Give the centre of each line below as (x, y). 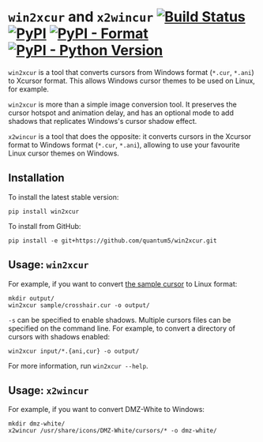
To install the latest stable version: (64, 197)
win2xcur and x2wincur (81, 17)
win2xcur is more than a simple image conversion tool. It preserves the (122, 104)
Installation (36, 178)
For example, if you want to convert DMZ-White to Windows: (107, 410)
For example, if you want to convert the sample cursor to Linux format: (123, 283)
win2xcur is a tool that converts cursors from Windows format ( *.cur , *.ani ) (131, 72)
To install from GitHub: (45, 226)
